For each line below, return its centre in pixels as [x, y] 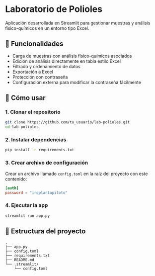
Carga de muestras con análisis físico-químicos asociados [72, 56]
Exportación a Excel [33, 72]
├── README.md [20, 260]
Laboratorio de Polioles [54, 9]
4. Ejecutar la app [27, 205]
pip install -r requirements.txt [40, 150]
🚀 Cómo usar [25, 98]
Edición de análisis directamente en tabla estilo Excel [66, 61]
